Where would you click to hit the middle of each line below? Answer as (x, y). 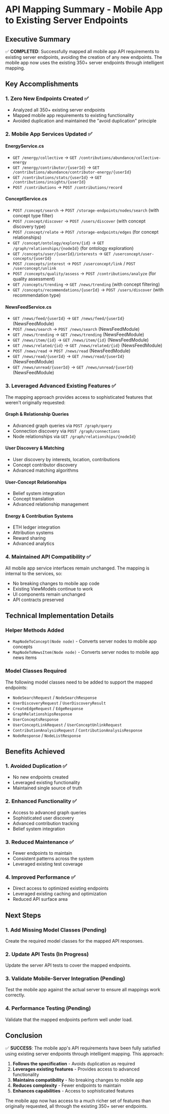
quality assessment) (34, 279)
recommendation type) (37, 295)
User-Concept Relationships (36, 482)
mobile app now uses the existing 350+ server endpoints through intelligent (84, 63)
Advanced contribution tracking (46, 823)
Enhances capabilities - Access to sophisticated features (73, 1090)
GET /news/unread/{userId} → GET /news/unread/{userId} (73, 367)
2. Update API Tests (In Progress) (47, 954)
